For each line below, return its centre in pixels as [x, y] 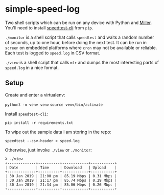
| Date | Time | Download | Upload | [61, 168]
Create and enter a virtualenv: [35, 95]
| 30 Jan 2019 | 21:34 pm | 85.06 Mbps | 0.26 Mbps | [61, 185]
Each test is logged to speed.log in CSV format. [53, 53]
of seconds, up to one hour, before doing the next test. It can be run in [76, 42]
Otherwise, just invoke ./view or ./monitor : [48, 150]
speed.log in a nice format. [32, 68]
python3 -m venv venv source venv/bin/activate [54, 105]
